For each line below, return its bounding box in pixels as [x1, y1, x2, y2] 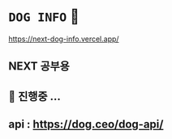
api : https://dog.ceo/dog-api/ [8, 117, 164, 132]
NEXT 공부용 [8, 60, 71, 74]
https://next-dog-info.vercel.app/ [8, 34, 119, 44]
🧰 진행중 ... [8, 89, 61, 103]
